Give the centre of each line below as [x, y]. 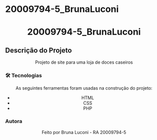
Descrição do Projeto [38, 50]
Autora [14, 122]
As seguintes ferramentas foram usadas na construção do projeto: [84, 88]
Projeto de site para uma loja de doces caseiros [84, 62]
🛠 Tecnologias [24, 76]
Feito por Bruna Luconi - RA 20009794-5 [84, 132]
